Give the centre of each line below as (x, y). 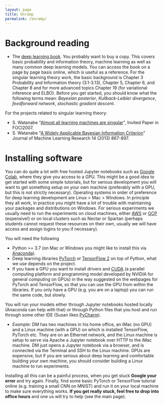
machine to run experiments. (41, 366)
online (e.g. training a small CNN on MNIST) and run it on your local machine (82, 386)
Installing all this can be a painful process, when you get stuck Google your (81, 376)
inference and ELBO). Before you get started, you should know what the (84, 93)
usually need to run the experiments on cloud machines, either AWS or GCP (81, 214)
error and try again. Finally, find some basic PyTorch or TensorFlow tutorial (80, 381)
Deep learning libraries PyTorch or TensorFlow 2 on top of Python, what (84, 259)
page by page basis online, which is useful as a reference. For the (78, 72)
